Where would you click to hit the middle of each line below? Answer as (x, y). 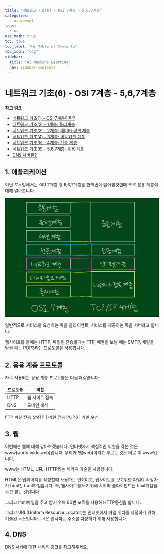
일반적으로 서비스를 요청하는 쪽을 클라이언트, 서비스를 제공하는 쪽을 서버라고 (77, 325)
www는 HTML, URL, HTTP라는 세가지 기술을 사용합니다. (59, 469)
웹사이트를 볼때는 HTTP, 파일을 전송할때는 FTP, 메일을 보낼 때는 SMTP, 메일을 (80, 342)
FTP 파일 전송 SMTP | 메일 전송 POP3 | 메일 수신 (52, 417)
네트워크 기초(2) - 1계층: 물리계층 (44, 124)
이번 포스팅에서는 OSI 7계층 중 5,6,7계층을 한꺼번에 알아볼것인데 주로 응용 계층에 (82, 185)
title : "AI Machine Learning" (40, 62)
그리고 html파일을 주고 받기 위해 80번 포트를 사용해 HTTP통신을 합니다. (73, 502)
